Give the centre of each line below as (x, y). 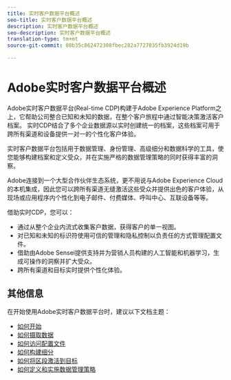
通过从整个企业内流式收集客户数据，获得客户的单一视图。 (98, 226)
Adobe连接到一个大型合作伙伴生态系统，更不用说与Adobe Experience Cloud (115, 180)
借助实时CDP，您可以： (41, 212)
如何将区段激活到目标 (47, 360)
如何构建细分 (35, 352)
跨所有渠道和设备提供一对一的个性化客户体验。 (73, 134)
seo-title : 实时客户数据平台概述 (50, 20)
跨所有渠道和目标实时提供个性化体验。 (71, 270)
